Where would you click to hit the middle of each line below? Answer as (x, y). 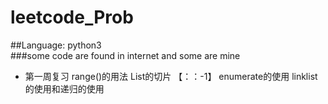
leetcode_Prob (72, 17)
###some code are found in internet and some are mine (125, 55)
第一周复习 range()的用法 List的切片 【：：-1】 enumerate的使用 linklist (171, 76)
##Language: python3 (56, 45)
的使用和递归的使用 (64, 88)
